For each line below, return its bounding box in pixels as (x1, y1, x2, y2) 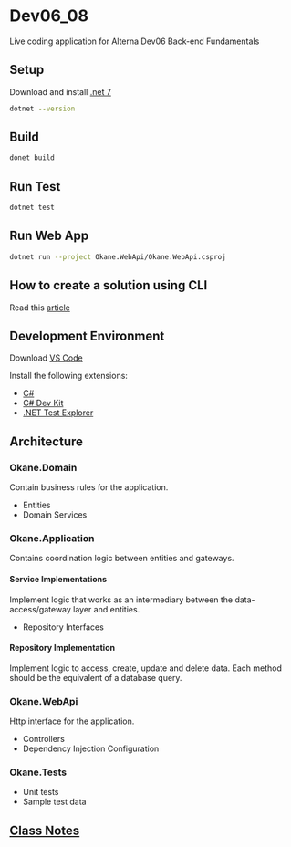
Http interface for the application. (9, 716, 135, 727)
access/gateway (9, 603, 71, 614)
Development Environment (9, 328, 165, 343)
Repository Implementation (9, 643, 116, 654)
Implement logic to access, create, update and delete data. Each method (9, 663, 283, 674)
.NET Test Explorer (22, 407, 94, 418)
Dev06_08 (9, 5, 89, 26)
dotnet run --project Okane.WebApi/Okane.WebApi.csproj (9, 252, 226, 261)
